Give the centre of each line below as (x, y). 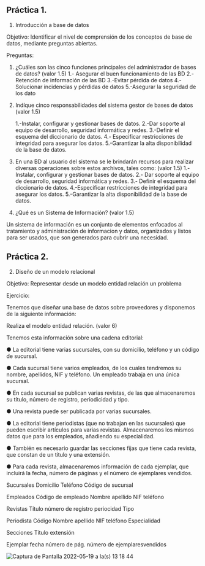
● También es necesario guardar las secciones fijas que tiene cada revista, (101, 448)
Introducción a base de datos (52, 25)
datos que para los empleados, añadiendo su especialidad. (80, 436)
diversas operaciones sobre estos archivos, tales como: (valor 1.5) (99, 168)
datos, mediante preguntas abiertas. (52, 43)
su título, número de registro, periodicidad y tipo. (68, 399)
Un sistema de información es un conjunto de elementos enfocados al (95, 224)
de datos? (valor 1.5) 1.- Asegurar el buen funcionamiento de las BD (100, 74)
